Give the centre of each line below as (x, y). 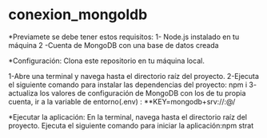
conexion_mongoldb (78, 15)
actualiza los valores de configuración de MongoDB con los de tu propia (127, 93)
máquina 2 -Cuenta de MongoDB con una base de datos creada (114, 45)
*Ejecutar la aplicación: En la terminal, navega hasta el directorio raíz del (128, 116)
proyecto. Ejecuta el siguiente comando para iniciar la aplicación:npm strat (131, 125)
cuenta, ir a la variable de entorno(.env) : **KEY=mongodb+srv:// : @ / (122, 101)
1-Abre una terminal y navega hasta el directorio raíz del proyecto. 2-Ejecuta (134, 76)
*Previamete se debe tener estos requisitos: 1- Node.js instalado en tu (124, 37)
